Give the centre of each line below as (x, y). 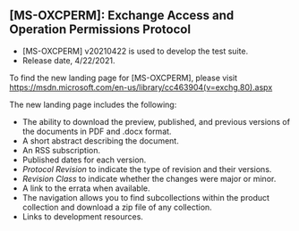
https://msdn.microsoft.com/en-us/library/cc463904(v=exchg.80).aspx (141, 87)
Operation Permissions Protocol (100, 30)
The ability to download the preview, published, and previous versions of (156, 121)
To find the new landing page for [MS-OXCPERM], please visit (124, 78)
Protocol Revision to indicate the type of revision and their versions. (147, 169)
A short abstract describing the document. (100, 140)
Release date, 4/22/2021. (68, 60)
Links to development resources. (82, 216)
